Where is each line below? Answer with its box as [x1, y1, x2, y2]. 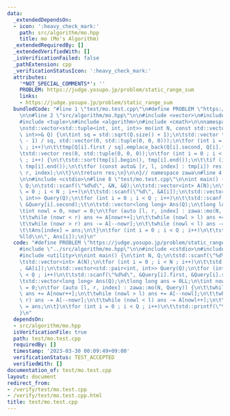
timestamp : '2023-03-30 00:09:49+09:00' [13, 347, 130, 355]
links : [19, 93, 38, 100]
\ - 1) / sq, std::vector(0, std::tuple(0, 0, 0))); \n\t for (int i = [19, 138, 222, 145]
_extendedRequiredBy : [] [13, 42, 84, 49]
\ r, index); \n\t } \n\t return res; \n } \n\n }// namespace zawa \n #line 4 [19, 169, 222, 176]
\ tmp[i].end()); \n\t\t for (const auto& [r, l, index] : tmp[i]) [19, 162, 210, 170]
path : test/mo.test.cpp [13, 335, 81, 342]
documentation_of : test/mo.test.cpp [7, 367, 112, 374]
